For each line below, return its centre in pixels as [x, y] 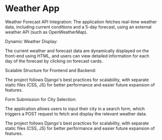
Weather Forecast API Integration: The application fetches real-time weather [81, 22]
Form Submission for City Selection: [41, 99]
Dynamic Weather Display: [31, 41]
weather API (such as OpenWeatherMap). [46, 32]
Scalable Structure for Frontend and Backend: [51, 70]
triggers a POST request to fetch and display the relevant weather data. [76, 113]
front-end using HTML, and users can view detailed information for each [77, 56]
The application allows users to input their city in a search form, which [75, 109]
